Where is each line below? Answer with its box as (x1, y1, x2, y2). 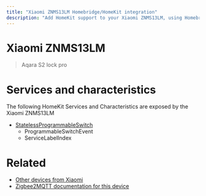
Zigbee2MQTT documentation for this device (15, 183, 129, 190)
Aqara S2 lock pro (21, 61, 67, 69)
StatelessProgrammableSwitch (15, 121, 93, 129)
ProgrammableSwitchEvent (24, 128, 93, 135)
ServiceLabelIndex (24, 134, 72, 141)
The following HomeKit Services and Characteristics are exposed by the (6, 103, 189, 110)
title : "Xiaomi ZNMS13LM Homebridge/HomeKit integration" (6, 9, 158, 15)
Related (6, 156, 46, 170)
